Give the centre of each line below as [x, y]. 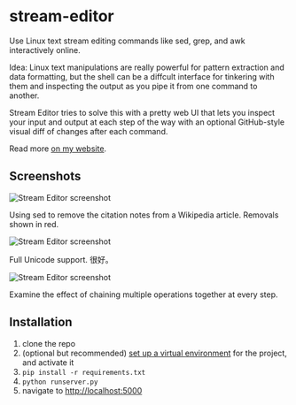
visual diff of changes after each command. [89, 131]
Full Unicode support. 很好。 [61, 259]
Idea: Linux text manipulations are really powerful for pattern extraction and [147, 67]
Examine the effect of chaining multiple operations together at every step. [144, 294]
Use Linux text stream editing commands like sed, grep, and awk [127, 41]
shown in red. [34, 224]
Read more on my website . [58, 149]
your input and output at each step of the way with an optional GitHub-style [147, 122]
